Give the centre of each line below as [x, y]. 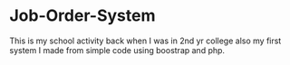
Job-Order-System [82, 16]
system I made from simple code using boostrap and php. [117, 50]
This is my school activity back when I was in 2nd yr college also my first [145, 41]
